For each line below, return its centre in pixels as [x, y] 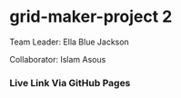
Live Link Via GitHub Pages [70, 83]
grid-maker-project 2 [91, 17]
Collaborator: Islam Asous [58, 59]
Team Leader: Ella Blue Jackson [69, 42]
